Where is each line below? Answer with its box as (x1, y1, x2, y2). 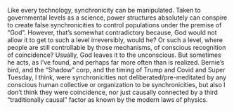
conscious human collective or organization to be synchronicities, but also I (7, 81, 226, 89)
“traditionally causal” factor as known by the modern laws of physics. (7, 96, 209, 104)
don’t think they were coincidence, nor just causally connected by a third (7, 88, 218, 96)
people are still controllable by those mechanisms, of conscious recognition (7, 44, 226, 51)
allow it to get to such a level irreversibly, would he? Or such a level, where (7, 36, 223, 44)
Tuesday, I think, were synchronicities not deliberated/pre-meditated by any (7, 73, 227, 81)
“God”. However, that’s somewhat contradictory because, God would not (7, 28, 217, 37)
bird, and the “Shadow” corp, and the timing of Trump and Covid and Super (7, 66, 226, 74)
